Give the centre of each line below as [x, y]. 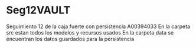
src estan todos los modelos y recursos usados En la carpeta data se [90, 32]
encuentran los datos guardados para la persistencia [70, 39]
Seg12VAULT [38, 10]
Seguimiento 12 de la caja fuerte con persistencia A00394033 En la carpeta [98, 26]
